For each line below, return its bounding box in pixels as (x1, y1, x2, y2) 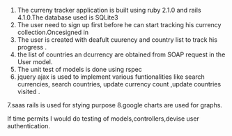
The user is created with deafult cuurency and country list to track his (17, 36, 218, 44)
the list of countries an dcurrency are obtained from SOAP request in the (17, 50, 226, 59)
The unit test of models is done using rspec (17, 66, 143, 73)
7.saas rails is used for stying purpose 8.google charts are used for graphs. (7, 101, 223, 109)
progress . (17, 43, 47, 51)
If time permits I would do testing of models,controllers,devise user (7, 114, 200, 123)
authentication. (7, 122, 51, 130)
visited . (17, 87, 40, 96)
